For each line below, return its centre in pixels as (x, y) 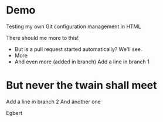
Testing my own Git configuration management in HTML (74, 26)
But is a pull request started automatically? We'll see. (78, 49)
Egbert (14, 113)
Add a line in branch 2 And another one (53, 101)
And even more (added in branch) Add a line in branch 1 (82, 62)
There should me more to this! (43, 38)
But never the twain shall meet (81, 85)
